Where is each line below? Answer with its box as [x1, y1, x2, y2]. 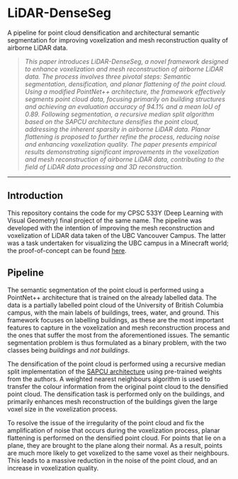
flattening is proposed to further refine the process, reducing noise [24, 133, 220, 141]
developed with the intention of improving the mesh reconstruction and [7, 223, 215, 232]
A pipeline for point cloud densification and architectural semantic [7, 28, 200, 37]
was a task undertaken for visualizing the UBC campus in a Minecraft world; [7, 239, 229, 247]
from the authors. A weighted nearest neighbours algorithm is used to [7, 374, 211, 383]
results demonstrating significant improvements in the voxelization [24, 147, 220, 156]
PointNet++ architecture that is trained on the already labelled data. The [7, 293, 217, 302]
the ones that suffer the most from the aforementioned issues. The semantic [7, 331, 230, 339]
